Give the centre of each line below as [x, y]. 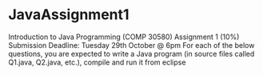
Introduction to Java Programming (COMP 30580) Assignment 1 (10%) [124, 37]
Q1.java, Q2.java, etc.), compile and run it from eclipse [97, 62]
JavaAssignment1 [69, 15]
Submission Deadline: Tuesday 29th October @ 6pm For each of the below [131, 45]
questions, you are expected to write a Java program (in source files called [131, 53]
